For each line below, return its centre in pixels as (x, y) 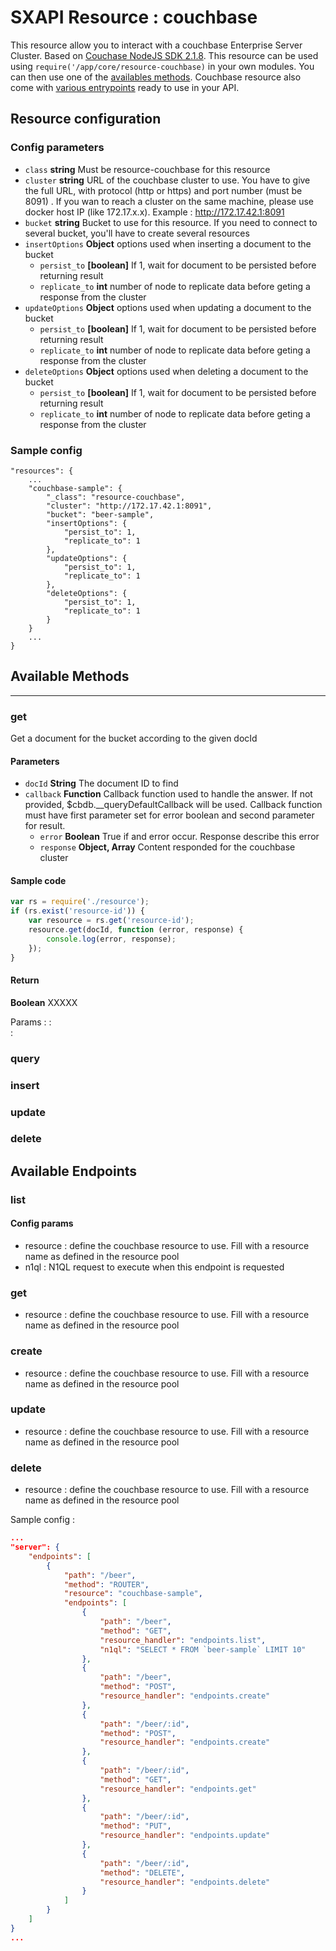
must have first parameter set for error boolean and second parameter (169, 815)
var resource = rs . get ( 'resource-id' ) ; (111, 921)
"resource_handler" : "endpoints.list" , (183, 1640)
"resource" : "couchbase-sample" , (133, 1594)
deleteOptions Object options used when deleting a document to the (166, 371)
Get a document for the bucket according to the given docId (134, 738)
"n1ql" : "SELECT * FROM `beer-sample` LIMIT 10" (203, 1649)
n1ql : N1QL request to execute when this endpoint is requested (154, 1267)
